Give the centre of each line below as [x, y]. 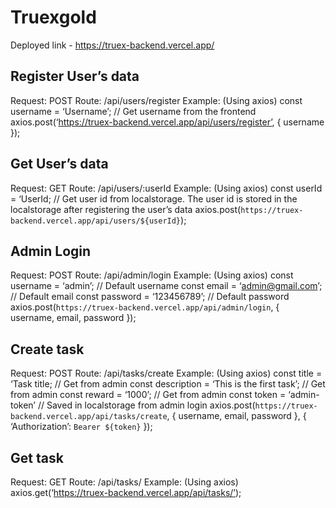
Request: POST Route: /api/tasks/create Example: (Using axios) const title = [166, 373]
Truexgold [53, 17]
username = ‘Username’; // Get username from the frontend [133, 111]
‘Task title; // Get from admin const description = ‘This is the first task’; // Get [168, 384]
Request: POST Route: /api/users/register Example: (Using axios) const [156, 100]
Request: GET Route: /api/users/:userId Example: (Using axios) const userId [166, 188]
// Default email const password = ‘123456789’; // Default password [150, 297]
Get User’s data [59, 164]
